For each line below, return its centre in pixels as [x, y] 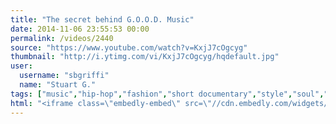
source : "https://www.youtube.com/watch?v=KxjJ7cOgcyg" [129, 47]
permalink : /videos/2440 [62, 38]
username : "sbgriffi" [64, 76]
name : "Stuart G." [58, 85]
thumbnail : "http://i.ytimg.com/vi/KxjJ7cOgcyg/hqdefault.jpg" [145, 57]
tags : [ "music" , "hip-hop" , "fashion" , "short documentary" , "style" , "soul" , [167, 94]
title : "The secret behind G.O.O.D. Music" [102, 19]
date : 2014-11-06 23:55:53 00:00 [80, 29]
